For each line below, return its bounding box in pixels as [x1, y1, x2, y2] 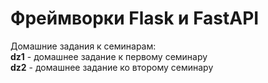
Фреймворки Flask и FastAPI [10, 7, 260, 30]
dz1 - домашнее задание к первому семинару [10, 50, 208, 62]
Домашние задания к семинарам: [10, 40, 157, 52]
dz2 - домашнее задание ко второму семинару [10, 61, 214, 73]
